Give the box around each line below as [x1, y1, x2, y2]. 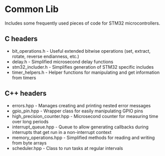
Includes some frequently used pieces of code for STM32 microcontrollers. [5, 20, 160, 26]
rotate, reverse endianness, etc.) [12, 53, 80, 59]
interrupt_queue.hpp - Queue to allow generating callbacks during [12, 124, 149, 130]
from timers [12, 74, 36, 81]
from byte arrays [12, 139, 47, 146]
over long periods [12, 118, 49, 124]
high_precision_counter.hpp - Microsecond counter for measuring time [12, 113, 158, 119]
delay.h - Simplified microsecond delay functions [12, 59, 113, 65]
